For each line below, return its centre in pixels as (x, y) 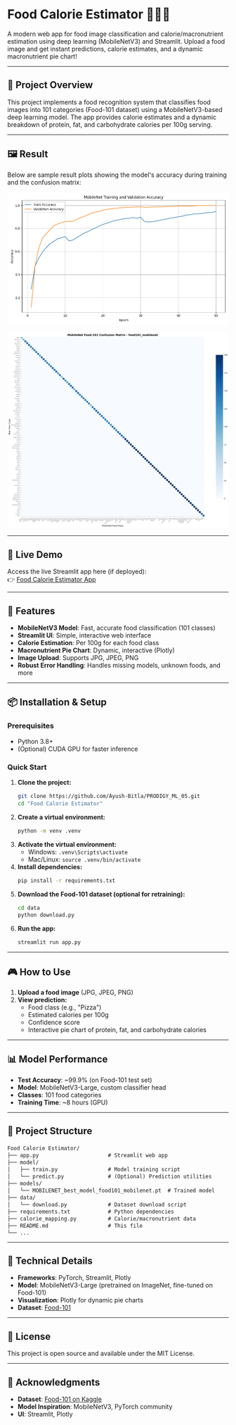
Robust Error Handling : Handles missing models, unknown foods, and (119, 666)
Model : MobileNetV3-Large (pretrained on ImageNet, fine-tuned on (115, 1286)
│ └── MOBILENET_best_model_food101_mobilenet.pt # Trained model (111, 1190)
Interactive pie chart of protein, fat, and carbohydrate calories (117, 1029)
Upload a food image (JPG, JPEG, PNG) (75, 992)
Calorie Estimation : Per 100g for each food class (88, 643)
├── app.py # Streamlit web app (88, 1155)
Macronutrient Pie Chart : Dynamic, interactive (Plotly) (96, 650)
